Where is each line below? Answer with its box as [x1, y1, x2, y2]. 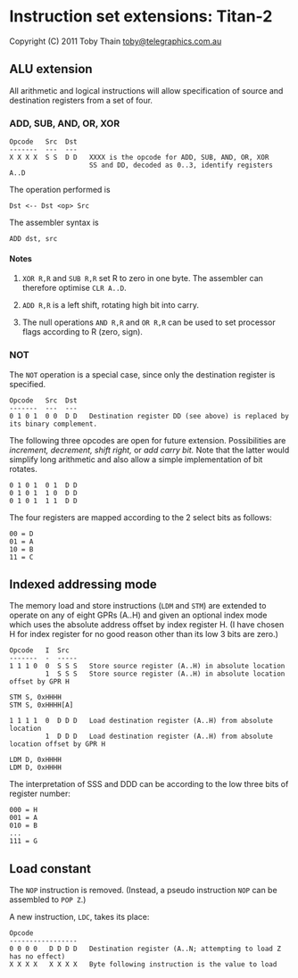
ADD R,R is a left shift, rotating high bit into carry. [21, 300, 199, 311]
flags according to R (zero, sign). [21, 327, 143, 337]
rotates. [9, 463, 37, 474]
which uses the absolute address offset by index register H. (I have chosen [9, 619, 285, 630]
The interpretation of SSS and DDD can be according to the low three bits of [9, 779, 289, 790]
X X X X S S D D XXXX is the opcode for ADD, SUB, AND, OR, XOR [9, 153, 269, 162]
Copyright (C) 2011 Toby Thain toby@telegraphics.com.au [9, 36, 222, 46]
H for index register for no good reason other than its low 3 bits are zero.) [9, 629, 279, 640]
